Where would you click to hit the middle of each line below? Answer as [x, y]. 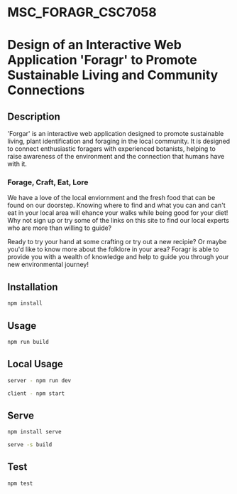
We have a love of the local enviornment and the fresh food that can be [111, 198]
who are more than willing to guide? [60, 228]
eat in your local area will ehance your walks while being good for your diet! [118, 213]
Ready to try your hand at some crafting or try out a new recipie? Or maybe [117, 242]
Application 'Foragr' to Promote [102, 60]
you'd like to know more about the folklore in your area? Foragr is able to [113, 249]
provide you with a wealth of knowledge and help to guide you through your [118, 257]
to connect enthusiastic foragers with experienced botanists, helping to [112, 149]
